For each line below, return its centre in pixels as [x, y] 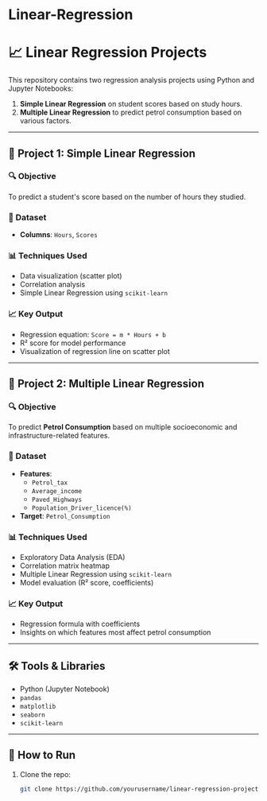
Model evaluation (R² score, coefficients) [87, 582]
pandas [31, 698]
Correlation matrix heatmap [64, 566]
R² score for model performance [73, 343]
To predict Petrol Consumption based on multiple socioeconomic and [123, 427]
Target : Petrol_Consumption [65, 515]
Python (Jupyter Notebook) [64, 689]
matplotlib [38, 707]
